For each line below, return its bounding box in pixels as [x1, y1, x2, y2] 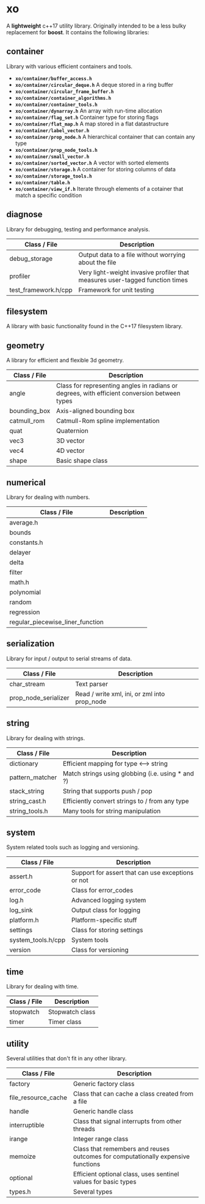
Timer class [48, 1018, 82, 1026]
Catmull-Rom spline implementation [56, 417, 160, 425]
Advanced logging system [71, 896, 146, 905]
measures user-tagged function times [78, 275, 188, 284]
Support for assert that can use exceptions [71, 869, 194, 877]
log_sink [9, 906, 34, 914]
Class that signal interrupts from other [73, 1117, 182, 1126]
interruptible [9, 1121, 45, 1129]
